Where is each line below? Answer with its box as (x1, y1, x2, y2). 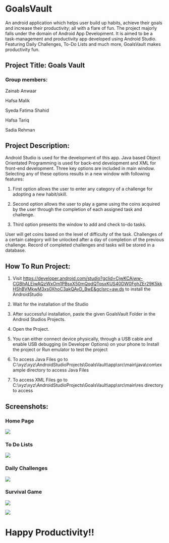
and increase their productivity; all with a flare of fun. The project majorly (5, 25, 157, 31)
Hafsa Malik (5, 97, 30, 103)
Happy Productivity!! (5, 527, 94, 538)
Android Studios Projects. (12, 316, 66, 323)
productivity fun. (5, 46, 40, 52)
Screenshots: (5, 402, 49, 411)
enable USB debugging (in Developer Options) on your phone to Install (12, 341, 159, 347)
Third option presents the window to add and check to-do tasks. (12, 221, 146, 227)
